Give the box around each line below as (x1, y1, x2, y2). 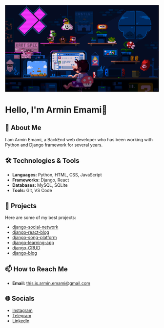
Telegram (12, 312, 32, 318)
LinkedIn (12, 318, 30, 324)
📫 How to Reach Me (5, 265, 68, 273)
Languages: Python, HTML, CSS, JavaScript (12, 172, 102, 178)
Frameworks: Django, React (12, 177, 69, 183)
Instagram (12, 307, 33, 313)
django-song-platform (12, 235, 57, 241)
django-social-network (12, 224, 59, 230)
